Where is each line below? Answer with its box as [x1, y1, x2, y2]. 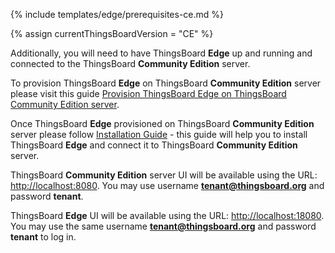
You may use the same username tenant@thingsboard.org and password [10, 220, 317, 232]
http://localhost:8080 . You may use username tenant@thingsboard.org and [10, 180, 325, 191]
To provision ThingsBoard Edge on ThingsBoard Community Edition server [10, 77, 322, 89]
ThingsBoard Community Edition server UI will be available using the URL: [10, 169, 318, 181]
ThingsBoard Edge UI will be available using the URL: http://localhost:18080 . [10, 210, 325, 221]
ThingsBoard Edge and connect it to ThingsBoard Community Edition [10, 139, 298, 151]
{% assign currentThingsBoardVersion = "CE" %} [10, 28, 214, 39]
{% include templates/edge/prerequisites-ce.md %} [10, 9, 225, 20]
